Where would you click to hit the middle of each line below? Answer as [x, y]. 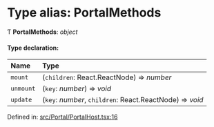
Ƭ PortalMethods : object [42, 32]
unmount [23, 89]
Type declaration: [33, 48]
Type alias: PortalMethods [84, 13]
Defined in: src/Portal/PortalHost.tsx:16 [62, 117]
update [21, 100]
